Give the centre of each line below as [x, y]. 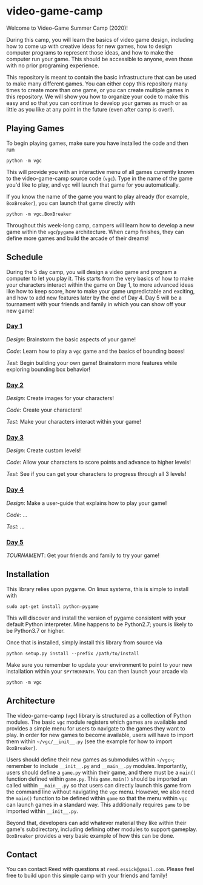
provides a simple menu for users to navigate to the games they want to [96, 728]
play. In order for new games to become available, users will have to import [100, 735]
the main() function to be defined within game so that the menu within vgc [97, 798]
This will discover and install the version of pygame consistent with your [96, 618]
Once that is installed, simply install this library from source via [84, 642]
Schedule [25, 257]
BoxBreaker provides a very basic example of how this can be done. [90, 835]
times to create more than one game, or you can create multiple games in [98, 90]
